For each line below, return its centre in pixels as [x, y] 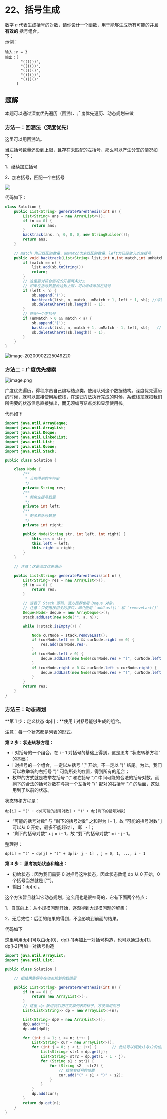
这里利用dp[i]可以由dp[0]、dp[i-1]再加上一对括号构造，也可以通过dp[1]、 [80, 940]
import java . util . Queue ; [31, 447]
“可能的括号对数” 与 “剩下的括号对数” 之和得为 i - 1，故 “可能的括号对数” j [87, 821]
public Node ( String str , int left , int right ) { [74, 534]
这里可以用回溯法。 [25, 139]
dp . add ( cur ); [45, 1094]
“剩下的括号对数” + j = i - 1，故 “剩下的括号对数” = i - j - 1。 [72, 834]
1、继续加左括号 [21, 167]
